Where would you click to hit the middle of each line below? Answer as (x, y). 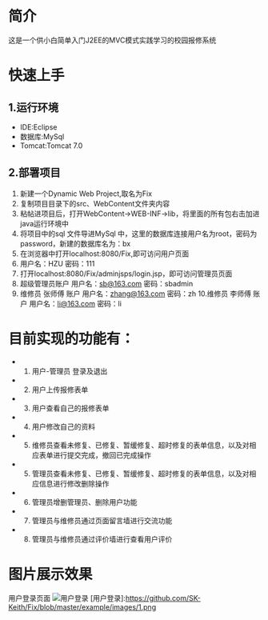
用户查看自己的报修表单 (70, 408)
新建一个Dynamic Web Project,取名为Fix (86, 194)
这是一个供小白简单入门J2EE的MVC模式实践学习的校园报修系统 (112, 40)
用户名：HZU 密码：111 (57, 263)
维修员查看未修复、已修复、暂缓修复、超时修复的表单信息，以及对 (140, 445)
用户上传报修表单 (60, 390)
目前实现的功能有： (72, 339)
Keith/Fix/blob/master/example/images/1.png (82, 607)
